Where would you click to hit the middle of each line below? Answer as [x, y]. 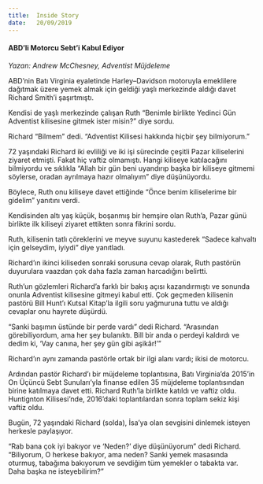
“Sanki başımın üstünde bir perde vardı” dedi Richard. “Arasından [113, 327]
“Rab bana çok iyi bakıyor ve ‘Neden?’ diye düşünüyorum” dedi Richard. [125, 446]
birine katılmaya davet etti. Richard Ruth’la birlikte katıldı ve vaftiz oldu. [122, 390]
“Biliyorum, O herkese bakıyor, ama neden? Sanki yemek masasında [118, 454]
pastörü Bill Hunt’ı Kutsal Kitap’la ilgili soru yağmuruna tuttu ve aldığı [119, 303]
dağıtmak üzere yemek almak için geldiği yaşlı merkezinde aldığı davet [122, 89]
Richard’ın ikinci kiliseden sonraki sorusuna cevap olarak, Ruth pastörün [125, 262]
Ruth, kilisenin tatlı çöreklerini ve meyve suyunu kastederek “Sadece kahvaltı [132, 239]
